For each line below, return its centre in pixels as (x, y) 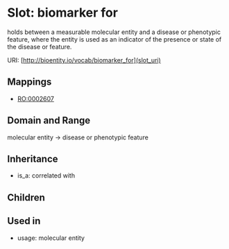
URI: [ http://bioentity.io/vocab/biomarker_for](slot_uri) (84, 60)
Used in (24, 221)
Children (26, 197)
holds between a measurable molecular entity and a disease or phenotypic (114, 32)
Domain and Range (49, 120)
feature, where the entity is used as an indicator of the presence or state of (114, 39)
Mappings (29, 82)
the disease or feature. (40, 46)
